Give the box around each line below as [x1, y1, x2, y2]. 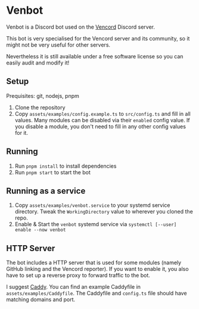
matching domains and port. [6, 296, 76, 303]
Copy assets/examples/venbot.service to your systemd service [14, 202, 170, 209]
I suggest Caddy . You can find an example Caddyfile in [6, 283, 141, 291]
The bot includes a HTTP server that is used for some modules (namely [6, 259, 182, 266]
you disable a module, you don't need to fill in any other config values [14, 123, 186, 130]
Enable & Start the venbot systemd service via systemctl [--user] [14, 221, 177, 228]
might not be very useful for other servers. [6, 41, 111, 48]
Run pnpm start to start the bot [14, 168, 91, 176]
